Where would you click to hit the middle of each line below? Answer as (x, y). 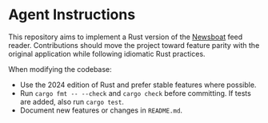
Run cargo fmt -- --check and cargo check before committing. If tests (136, 93)
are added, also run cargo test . (72, 101)
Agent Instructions (72, 15)
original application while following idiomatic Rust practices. (107, 54)
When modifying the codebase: (60, 69)
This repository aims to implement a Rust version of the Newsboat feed (126, 37)
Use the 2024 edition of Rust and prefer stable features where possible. (138, 85)
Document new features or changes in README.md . (101, 110)
